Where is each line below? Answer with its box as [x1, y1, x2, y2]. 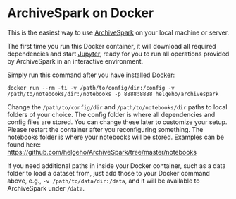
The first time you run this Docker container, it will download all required [7, 42, 216, 50]
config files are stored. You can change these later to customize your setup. [7, 118, 228, 126]
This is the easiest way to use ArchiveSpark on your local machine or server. [7, 28, 230, 37]
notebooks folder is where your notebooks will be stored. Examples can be [7, 133, 224, 141]
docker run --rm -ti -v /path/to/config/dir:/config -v [7, 84, 175, 91]
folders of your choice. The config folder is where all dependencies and [7, 110, 216, 119]
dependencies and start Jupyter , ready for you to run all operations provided [7, 49, 230, 58]
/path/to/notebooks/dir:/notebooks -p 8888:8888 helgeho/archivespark [7, 90, 219, 97]
